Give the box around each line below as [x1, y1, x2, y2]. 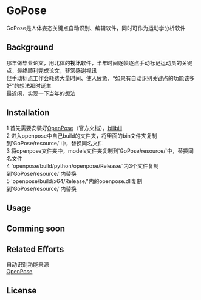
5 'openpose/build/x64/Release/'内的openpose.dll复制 [6, 177, 143, 185]
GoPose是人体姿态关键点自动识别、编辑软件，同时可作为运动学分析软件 [6, 24, 186, 32]
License [6, 285, 37, 296]
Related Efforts [6, 244, 64, 255]
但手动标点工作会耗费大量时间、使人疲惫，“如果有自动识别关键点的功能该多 [6, 74, 196, 82]
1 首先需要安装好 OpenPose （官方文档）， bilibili [6, 124, 123, 132]
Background [6, 42, 53, 53]
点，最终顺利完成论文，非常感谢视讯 [6, 67, 97, 74]
